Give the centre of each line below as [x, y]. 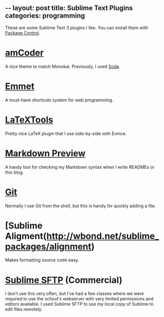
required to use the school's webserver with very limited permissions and [79, 299]
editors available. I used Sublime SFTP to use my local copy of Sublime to [79, 304]
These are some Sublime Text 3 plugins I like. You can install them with [77, 28]
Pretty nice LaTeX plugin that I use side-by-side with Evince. [66, 133]
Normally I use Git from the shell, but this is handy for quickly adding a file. [81, 206]
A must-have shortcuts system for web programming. [59, 100]
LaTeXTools [29, 120]
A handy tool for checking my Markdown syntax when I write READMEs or [80, 167]
